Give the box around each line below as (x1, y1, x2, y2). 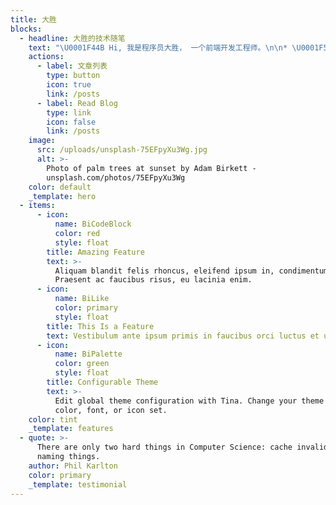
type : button (46, 71, 101, 81)
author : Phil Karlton (28, 461, 118, 471)
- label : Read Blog (36, 98, 118, 108)
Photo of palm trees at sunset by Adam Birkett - (46, 163, 257, 173)
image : (28, 136, 56, 146)
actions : (28, 52, 65, 62)
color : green (54, 359, 110, 369)
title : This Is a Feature (46, 321, 155, 331)
